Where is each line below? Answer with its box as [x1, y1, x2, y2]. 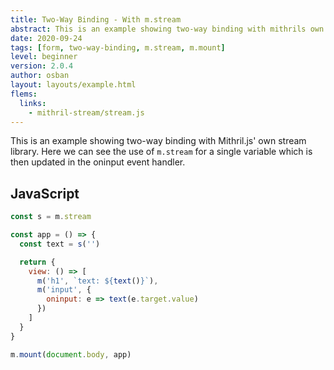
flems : [10, 89, 38, 99]
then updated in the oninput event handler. [10, 156, 186, 168]
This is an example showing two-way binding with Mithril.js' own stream [10, 135, 307, 147]
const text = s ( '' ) [19, 239, 101, 249]
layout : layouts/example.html [10, 80, 137, 90]
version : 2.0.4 [10, 61, 74, 71]
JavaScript [10, 185, 80, 202]
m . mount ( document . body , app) [10, 349, 132, 360]
